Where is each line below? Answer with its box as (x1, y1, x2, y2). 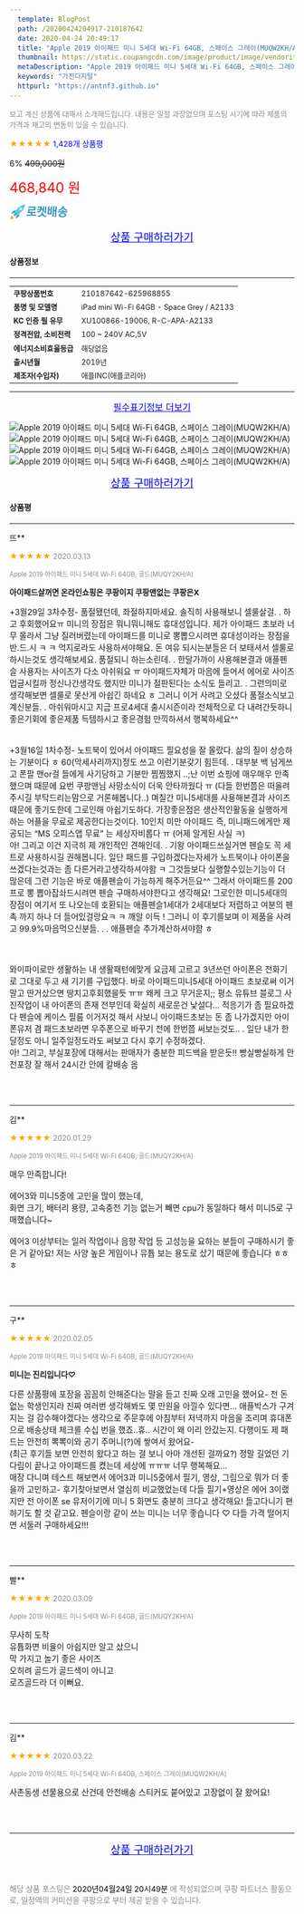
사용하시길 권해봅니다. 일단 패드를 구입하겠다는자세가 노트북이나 (26, 852, 258, 863)
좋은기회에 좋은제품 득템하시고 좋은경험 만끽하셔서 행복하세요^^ (9, 713, 239, 724)
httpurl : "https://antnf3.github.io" (17, 82, 160, 91)
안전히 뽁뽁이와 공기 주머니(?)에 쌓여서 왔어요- (26, 1436, 195, 1447)
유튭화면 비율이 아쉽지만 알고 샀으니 (9, 1641, 139, 1652)
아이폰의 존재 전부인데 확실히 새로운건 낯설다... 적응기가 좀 (51, 1000, 262, 1010)
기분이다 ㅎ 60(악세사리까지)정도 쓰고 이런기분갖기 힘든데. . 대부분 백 (19, 757, 269, 768)
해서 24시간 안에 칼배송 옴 (43, 1058, 138, 1069)
